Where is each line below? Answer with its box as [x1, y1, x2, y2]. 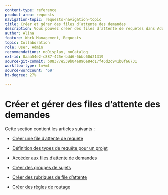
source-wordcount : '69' [5, 68, 55, 73]
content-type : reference [5, 7, 57, 13]
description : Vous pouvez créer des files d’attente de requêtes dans [5, 26, 155, 31]
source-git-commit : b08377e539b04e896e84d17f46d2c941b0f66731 [5, 59, 137, 64]
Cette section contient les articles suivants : [5, 126, 95, 132]
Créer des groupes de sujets [12, 164, 71, 170]
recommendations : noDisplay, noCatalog [5, 49, 88, 54]
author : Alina [5, 31, 35, 36]
